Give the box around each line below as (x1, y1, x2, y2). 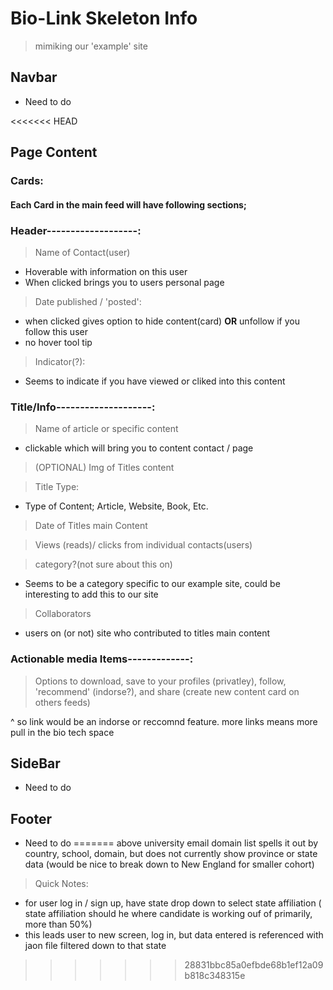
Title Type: (34, 481, 80, 493)
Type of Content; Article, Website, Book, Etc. (24, 500, 209, 512)
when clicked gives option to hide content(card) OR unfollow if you (24, 315, 300, 327)
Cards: (10, 174, 44, 188)
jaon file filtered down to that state (24, 940, 167, 952)
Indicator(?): (34, 355, 86, 367)
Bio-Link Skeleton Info (10, 7, 198, 30)
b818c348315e (184, 970, 246, 982)
